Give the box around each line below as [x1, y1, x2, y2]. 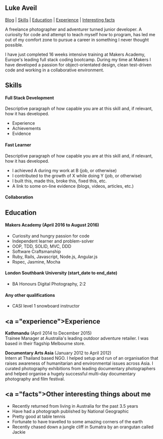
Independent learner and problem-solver [12, 238, 94, 244]
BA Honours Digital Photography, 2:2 [12, 281, 86, 286]
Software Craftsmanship [12, 248, 61, 254]
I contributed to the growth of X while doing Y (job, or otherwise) [12, 173, 142, 178]
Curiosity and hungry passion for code [12, 233, 90, 239]
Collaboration [5, 194, 33, 200]
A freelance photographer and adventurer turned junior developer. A [5, 26, 142, 32]
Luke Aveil [5, 4, 37, 12]
